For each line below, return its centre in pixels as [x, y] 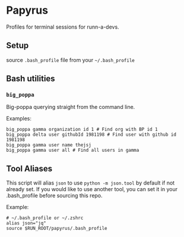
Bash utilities [31, 79]
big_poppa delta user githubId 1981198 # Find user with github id [91, 135]
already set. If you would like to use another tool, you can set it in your [92, 189]
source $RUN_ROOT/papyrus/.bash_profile [57, 229]
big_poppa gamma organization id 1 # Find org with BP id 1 [82, 130]
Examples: [19, 118]
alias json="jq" [26, 223]
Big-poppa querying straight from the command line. [71, 107]
